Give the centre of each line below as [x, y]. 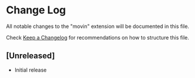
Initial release [30, 70]
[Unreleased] [31, 56]
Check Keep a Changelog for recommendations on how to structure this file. [98, 37]
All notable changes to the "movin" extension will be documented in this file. [98, 26]
